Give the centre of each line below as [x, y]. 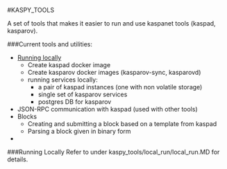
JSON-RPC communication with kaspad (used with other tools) [107, 109]
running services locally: [63, 80]
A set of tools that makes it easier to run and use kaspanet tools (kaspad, [112, 23]
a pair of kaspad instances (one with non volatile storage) [120, 87]
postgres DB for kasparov [75, 102]
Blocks [27, 116]
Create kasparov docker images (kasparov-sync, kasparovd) [114, 72]
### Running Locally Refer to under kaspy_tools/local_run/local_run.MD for [113, 152]
